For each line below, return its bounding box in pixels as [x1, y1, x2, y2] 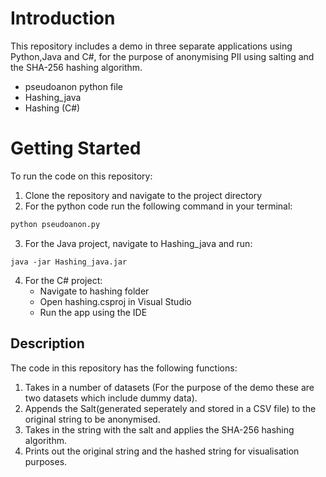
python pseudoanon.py [10, 219, 101, 229]
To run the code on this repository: [10, 170, 153, 182]
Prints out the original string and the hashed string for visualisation [24, 445, 300, 457]
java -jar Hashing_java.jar [10, 257, 128, 267]
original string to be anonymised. [24, 413, 161, 425]
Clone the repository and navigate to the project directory [24, 189, 263, 201]
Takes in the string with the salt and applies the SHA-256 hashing [24, 423, 295, 436]
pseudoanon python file [24, 80, 123, 92]
